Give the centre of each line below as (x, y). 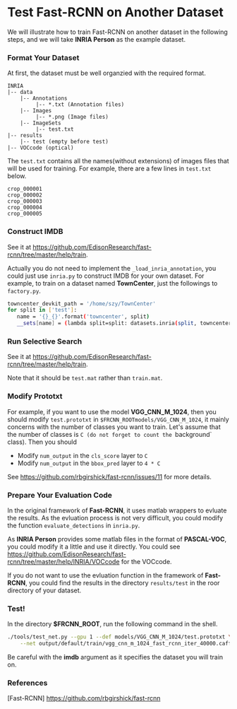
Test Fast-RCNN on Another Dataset (115, 12)
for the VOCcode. (146, 561)
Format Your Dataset (43, 57)
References (28, 683)
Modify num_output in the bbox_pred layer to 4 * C (89, 463)
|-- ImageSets (41, 123)
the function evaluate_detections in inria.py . (74, 525)
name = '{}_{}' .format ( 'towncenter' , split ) (83, 317)
